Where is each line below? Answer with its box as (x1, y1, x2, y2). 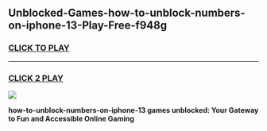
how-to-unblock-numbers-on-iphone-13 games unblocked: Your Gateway (8, 105, 259, 114)
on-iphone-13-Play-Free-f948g (8, 19, 168, 33)
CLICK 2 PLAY (8, 72, 64, 83)
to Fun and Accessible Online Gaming (8, 114, 135, 123)
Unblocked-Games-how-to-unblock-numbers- (8, 6, 246, 20)
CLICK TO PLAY (8, 43, 70, 54)
